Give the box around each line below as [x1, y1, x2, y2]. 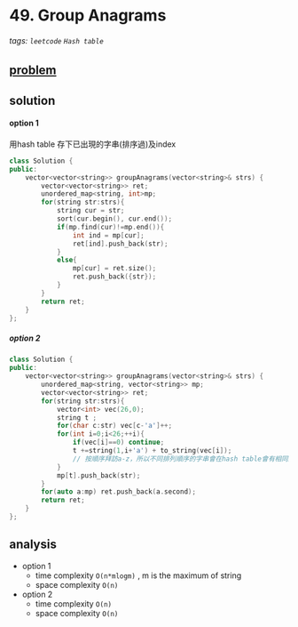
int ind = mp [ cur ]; [72, 230, 145, 240]
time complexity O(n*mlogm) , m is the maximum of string [35, 570, 242, 581]
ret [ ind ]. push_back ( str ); [72, 239, 169, 248]
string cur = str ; [56, 206, 125, 215]
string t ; [56, 413, 98, 422]
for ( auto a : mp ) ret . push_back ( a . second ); [41, 487, 197, 496]
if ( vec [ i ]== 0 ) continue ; [72, 438, 165, 447]
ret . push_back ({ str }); [72, 272, 157, 281]
